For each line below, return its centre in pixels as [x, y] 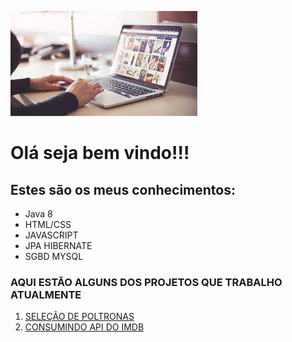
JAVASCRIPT [51, 235]
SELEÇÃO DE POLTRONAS [79, 317]
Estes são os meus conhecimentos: [123, 189]
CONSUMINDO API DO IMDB [84, 327]
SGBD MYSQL [54, 256]
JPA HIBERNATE [58, 245]
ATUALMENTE [46, 294]
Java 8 [38, 214]
